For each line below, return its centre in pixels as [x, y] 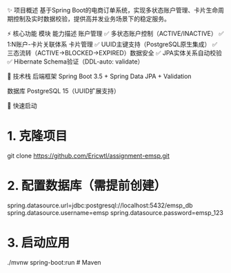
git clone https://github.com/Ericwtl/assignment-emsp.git [89, 156]
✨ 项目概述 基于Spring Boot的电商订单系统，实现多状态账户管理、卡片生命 [113, 10]
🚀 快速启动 [22, 105]
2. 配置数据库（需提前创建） [87, 186]
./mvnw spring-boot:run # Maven [54, 262]
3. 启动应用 [39, 243]
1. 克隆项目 [37, 136]
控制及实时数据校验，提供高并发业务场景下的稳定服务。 [91, 19]
